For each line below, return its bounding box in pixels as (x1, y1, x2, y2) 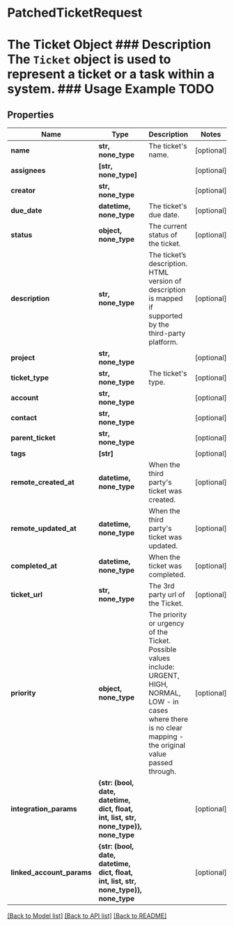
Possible (148, 645, 177, 654)
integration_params (10, 804, 78, 814)
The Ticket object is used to (7, 52, 171, 68)
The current (148, 222, 187, 231)
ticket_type (10, 373, 49, 383)
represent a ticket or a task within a (7, 66, 214, 82)
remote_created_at (10, 477, 75, 487)
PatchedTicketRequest (7, 5, 143, 21)
